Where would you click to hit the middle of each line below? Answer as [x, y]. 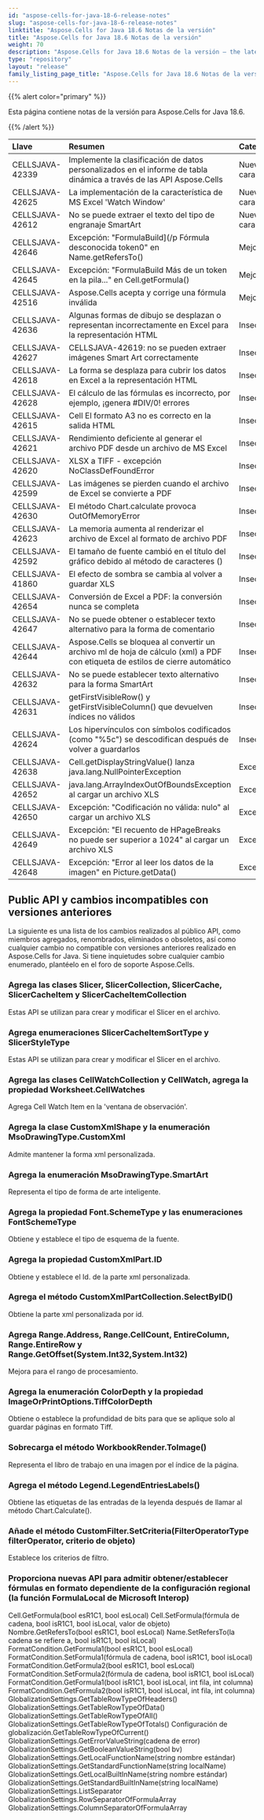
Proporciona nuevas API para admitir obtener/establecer [118, 1578]
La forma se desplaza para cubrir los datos [147, 370]
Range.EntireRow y [45, 1345]
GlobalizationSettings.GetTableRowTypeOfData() [86, 1707]
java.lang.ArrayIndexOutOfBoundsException [150, 784]
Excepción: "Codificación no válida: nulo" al [149, 807]
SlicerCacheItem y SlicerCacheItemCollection [97, 995]
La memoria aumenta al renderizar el [136, 528]
